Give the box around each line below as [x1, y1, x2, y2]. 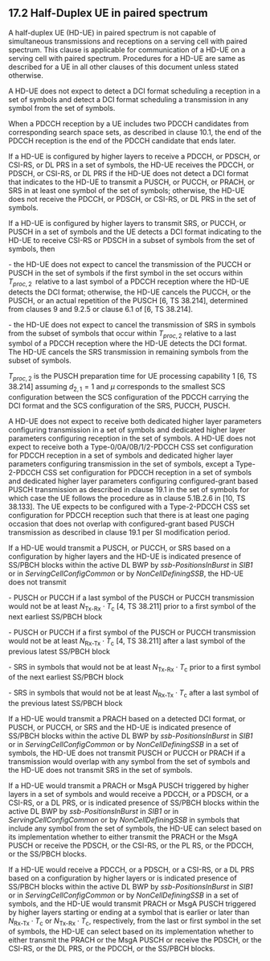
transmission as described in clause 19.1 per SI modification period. [8, 528, 231, 537]
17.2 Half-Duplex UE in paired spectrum [8, 6, 208, 20]
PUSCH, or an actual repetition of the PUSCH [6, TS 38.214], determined [8, 295, 248, 305]
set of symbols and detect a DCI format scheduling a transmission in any [8, 94, 249, 104]
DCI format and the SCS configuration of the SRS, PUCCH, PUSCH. [8, 401, 231, 410]
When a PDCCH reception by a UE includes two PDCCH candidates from [8, 118, 249, 128]
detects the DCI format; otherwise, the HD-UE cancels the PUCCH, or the [8, 287, 252, 297]
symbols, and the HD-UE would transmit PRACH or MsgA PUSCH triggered [8, 899, 256, 909]
